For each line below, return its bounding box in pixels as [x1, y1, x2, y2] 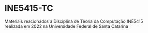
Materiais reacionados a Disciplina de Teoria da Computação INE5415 [4, 18, 143, 24]
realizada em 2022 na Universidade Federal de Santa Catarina [4, 23, 129, 29]
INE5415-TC [4, 3, 54, 14]
